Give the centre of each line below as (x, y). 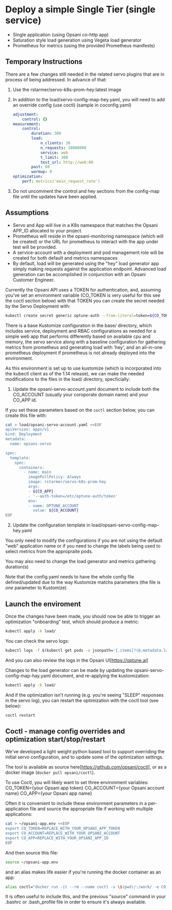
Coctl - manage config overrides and (65, 731)
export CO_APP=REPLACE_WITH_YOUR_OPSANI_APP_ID (57, 838)
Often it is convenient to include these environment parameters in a (76, 804)
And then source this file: (32, 852)
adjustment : (25, 114)
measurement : (27, 124)
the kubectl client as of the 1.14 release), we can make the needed (75, 373)
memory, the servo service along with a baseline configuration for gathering (85, 342)
